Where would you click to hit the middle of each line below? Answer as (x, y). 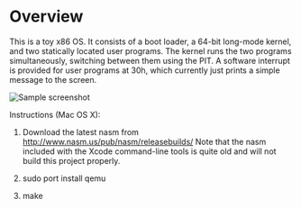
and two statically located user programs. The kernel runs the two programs (150, 50)
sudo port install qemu (64, 178)
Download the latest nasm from (81, 131)
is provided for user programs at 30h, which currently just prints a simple (145, 70)
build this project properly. (71, 160)
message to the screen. (53, 79)
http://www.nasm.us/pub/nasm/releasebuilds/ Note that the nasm (144, 141)
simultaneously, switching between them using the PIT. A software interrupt (150, 60)
